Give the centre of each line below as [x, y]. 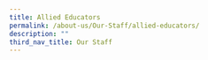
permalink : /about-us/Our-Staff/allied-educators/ [104, 26]
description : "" [39, 34]
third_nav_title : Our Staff [61, 42]
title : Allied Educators [55, 17]
